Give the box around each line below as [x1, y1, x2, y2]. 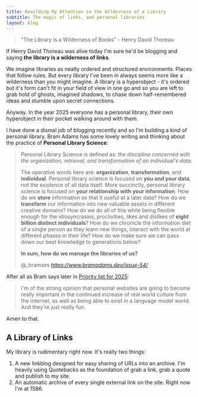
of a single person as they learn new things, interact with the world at [20, 226, 191, 233]
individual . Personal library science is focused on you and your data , [20, 175, 191, 182]
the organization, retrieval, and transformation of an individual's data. [20, 157, 193, 165]
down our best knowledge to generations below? [20, 238, 141, 246]
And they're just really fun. [20, 303, 86, 311]
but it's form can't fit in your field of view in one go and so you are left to [6, 85, 184, 92]
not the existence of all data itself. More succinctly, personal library [20, 181, 186, 188]
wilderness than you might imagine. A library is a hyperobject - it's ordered [6, 78, 190, 85]
